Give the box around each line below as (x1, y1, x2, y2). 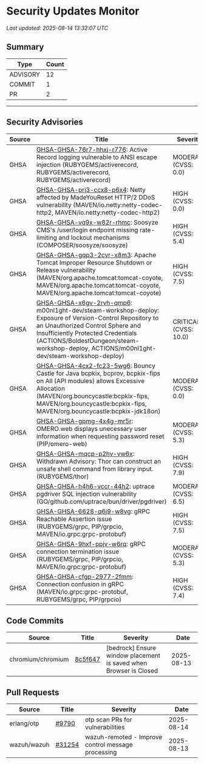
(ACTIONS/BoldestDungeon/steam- (36, 336, 140, 345)
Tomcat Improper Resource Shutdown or (36, 258, 152, 266)
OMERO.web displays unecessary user (36, 424, 148, 433)
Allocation (36, 384, 66, 393)
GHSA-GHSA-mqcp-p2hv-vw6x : (36, 449, 135, 458)
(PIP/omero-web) (36, 439, 87, 448)
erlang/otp (9, 719, 39, 728)
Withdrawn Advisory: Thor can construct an (36, 457, 161, 465)
